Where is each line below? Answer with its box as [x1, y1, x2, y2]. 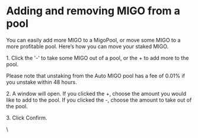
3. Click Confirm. [6, 114, 47, 121]
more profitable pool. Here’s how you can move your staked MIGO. [6, 43, 169, 50]
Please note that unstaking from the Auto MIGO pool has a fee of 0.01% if [6, 72, 186, 79]
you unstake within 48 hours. [6, 79, 77, 86]
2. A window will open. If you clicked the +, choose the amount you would [6, 90, 187, 97]
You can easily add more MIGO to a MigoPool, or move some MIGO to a [6, 36, 181, 43]
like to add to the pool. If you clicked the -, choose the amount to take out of [6, 96, 192, 103]
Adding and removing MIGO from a [6, 4, 181, 18]
